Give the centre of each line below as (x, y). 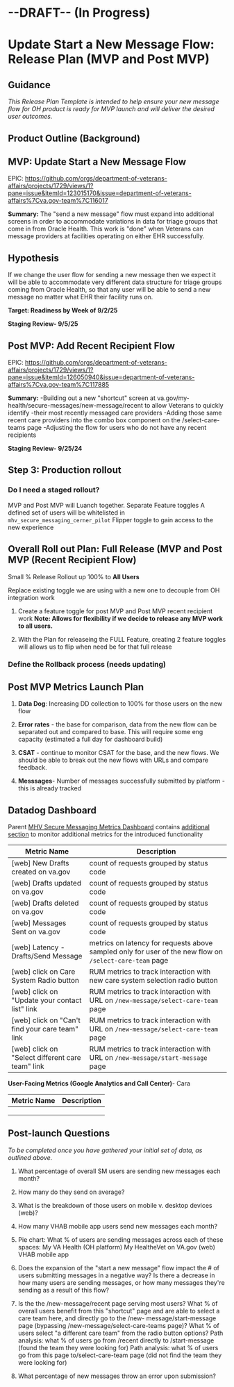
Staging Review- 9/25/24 (45, 449)
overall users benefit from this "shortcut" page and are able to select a (119, 1311)
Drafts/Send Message (47, 956)
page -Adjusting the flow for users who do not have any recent (117, 428)
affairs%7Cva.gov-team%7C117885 (59, 385)
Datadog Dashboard (52, 810)
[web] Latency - (38, 947)
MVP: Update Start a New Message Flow (97, 161)
